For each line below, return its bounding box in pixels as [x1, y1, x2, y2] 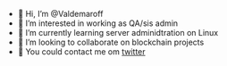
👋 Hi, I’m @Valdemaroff [17, 9, 104, 19]
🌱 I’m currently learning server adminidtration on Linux [17, 28, 219, 37]
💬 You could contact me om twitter [17, 46, 146, 57]
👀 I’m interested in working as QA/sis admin [17, 18, 179, 29]
